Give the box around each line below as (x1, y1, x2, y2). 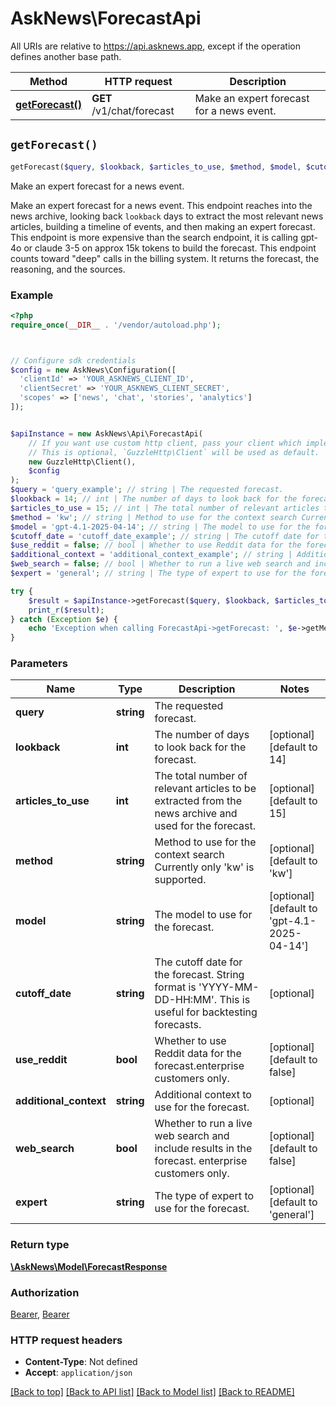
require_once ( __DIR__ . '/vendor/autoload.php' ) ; (10, 320, 222, 330)
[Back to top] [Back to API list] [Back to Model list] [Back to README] (10, 1386, 295, 1398)
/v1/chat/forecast (91, 103, 175, 117)
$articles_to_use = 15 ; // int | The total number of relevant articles (10, 503, 320, 513)
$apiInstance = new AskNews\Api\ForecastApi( (10, 428, 203, 439)
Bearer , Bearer (10, 1308, 70, 1321)
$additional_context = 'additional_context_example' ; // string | (10, 550, 293, 560)
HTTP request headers (10, 1333, 123, 1347)
